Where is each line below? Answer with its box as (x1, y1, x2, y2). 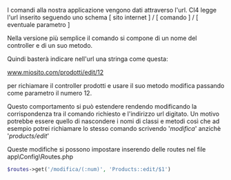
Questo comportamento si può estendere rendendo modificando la (7, 102, 197, 110)
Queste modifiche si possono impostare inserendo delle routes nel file (7, 145, 206, 153)
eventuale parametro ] (7, 21, 70, 28)
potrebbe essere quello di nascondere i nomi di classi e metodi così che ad (7, 117, 220, 125)
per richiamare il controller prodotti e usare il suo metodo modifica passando (7, 82, 225, 89)
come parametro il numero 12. (7, 89, 92, 97)
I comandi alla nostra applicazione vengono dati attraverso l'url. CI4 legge (7, 6, 217, 14)
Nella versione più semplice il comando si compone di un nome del (7, 34, 197, 42)
